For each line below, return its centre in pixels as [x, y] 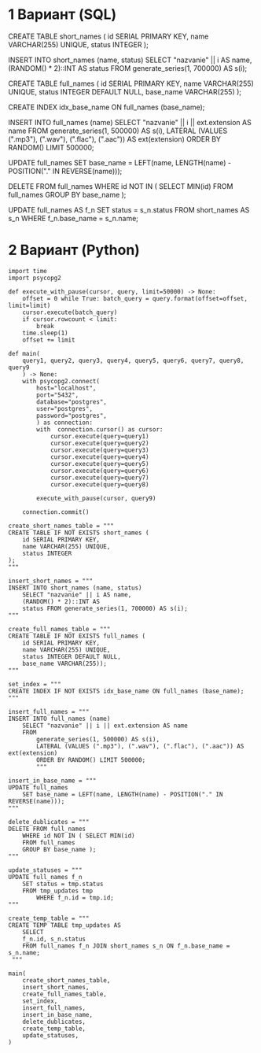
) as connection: [64, 423]
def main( [24, 353]
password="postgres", [72, 416]
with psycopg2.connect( [61, 381]
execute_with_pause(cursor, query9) [96, 498]
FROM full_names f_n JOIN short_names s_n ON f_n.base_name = [126, 946]
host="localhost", [66, 388]
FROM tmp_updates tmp [57, 891]
